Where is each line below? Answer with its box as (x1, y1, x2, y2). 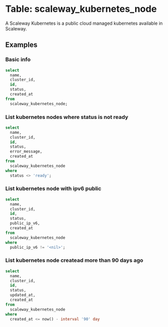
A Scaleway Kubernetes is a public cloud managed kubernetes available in (5, 20, 163, 26)
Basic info (5, 56, 31, 63)
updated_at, (10, 292, 36, 298)
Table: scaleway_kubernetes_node (5, 3, 157, 15)
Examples (5, 41, 38, 49)
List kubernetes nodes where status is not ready (5, 113, 128, 121)
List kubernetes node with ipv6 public (5, 185, 102, 192)
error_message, (10, 149, 43, 154)
